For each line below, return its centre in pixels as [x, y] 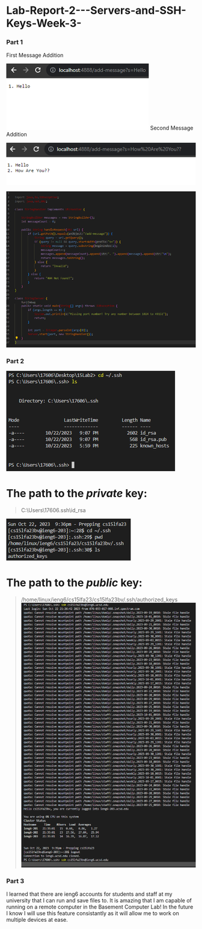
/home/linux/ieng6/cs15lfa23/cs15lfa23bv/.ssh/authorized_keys [99, 599]
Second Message [172, 128]
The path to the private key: [77, 494]
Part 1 [14, 42]
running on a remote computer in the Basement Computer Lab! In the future [100, 907]
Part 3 [15, 881]
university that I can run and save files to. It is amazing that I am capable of [99, 901]
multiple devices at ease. [37, 920]
